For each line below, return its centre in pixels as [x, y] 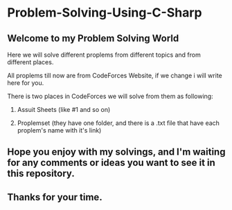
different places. [30, 62]
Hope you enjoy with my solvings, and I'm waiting [116, 152]
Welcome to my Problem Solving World [93, 38]
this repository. [41, 174]
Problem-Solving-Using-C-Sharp [105, 13]
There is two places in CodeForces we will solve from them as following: [110, 96]
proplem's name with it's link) [59, 130]
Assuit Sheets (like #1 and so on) [64, 109]
